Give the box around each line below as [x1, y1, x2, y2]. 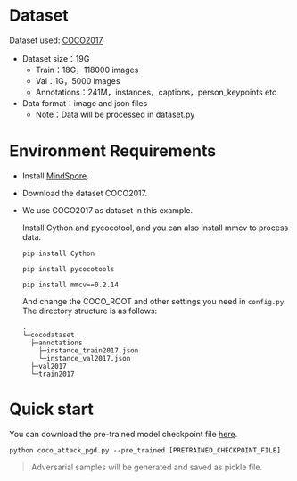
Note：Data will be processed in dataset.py [35, 109, 195, 120]
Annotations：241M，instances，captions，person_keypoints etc [35, 87, 277, 97]
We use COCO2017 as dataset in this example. [21, 204, 194, 215]
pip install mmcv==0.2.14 [21, 280, 119, 289]
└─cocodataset [21, 330, 75, 339]
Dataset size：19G [21, 53, 90, 63]
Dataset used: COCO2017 [9, 35, 103, 46]
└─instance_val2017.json [38, 353, 131, 362]
